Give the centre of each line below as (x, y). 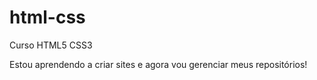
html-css (47, 17)
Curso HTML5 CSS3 (51, 45)
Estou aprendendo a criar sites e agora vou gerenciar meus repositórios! (158, 64)
